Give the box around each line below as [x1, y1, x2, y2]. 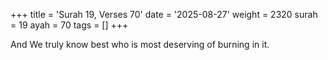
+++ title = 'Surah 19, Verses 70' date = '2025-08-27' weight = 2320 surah [10, 9, 318, 20]
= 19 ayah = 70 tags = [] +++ [10, 19, 129, 31]
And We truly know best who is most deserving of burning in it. [10, 39, 270, 50]
